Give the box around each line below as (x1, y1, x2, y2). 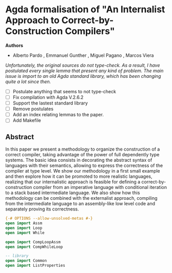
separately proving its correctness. (5, 206, 79, 212)
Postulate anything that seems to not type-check (12, 88, 117, 94)
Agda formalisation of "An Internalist (5, 4, 165, 15)
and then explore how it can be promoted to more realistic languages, (5, 173, 152, 180)
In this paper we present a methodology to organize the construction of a (5, 146, 160, 152)
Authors (5, 42, 24, 48)
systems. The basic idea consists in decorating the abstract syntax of (5, 157, 152, 163)
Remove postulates (12, 106, 54, 112)
